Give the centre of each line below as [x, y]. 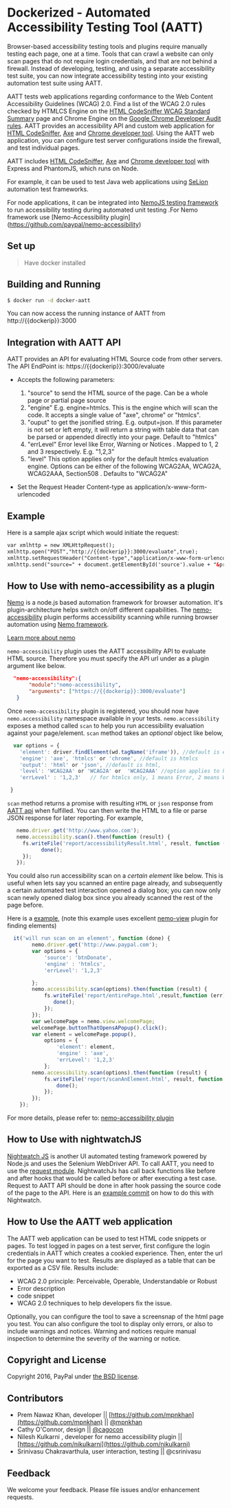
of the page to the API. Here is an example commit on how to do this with [111, 1193]
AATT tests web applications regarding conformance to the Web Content [110, 96]
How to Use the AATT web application [90, 1222]
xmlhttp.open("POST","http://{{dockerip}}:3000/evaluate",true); [102, 552]
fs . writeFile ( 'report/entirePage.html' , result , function [125, 996]
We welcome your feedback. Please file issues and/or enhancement [103, 1490]
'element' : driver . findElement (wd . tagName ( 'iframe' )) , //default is [120, 752]
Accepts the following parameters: [66, 380]
